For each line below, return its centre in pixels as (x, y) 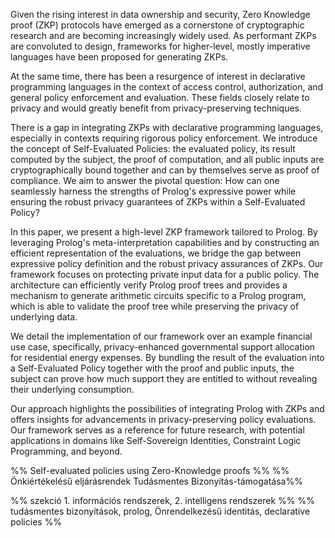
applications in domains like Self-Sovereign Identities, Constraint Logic (156, 440)
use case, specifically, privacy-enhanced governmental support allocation (163, 347)
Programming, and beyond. (66, 451)
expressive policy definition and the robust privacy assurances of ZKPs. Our (167, 263)
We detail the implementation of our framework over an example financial (161, 336)
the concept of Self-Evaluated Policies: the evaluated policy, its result (153, 148)
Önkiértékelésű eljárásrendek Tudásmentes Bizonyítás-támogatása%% (156, 481)
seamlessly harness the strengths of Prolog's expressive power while (153, 191)
